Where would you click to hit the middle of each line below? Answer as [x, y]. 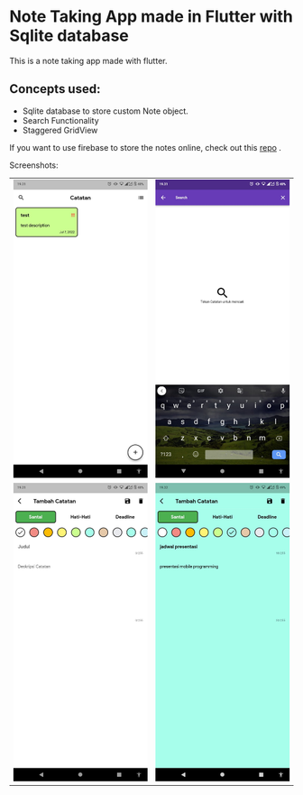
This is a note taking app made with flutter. [88, 60]
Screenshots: [34, 165]
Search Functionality [60, 120]
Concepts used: [55, 89]
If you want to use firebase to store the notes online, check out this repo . [146, 147]
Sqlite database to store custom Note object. [106, 111]
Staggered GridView [60, 130]
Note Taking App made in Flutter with [151, 17]
